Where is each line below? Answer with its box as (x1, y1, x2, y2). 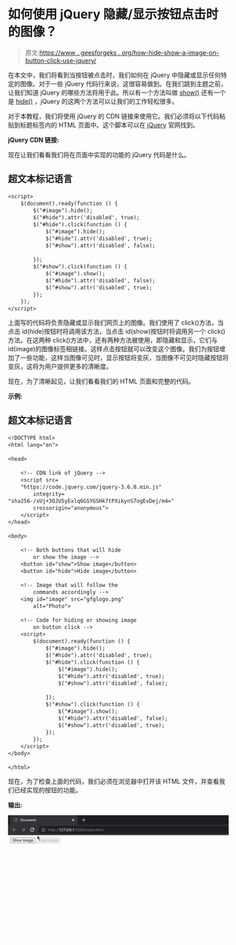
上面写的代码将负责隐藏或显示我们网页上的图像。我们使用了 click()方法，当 (8, 318, 224, 327)
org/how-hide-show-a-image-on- (121, 48, 219, 57)
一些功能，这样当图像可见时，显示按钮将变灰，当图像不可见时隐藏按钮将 (20, 353, 229, 362)
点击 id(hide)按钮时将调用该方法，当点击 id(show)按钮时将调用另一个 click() (8, 327, 226, 335)
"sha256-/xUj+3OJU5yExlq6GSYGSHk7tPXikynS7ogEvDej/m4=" (8, 497, 174, 505)
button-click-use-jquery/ (25, 56, 97, 64)
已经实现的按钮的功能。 (13, 786, 82, 794)
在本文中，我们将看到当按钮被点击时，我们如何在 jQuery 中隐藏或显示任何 (8, 71, 221, 79)
